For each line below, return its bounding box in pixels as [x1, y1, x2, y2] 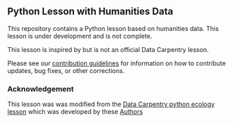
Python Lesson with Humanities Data [7, 6, 174, 18]
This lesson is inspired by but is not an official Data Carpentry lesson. [7, 45, 209, 53]
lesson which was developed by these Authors [7, 108, 143, 116]
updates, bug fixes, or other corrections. [7, 66, 125, 75]
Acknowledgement [7, 84, 74, 93]
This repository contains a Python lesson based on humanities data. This [7, 24, 219, 32]
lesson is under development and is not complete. [7, 32, 153, 40]
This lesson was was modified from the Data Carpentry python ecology [7, 100, 215, 108]
